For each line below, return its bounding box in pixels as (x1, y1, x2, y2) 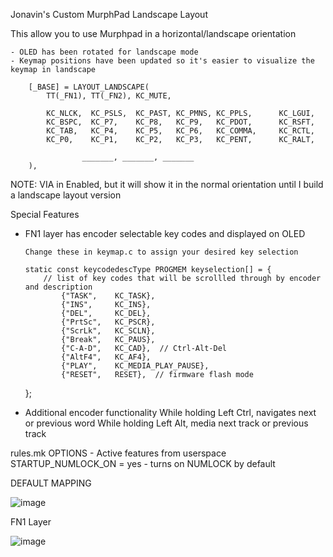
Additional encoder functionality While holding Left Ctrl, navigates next (24, 407, 317, 418)
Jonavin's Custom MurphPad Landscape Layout (10, 9, 208, 20)
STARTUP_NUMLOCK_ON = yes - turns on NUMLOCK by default (10, 458, 276, 469)
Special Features (10, 209, 80, 220)
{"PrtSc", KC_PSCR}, (61, 317, 156, 327)
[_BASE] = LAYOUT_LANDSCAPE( (28, 82, 150, 92)
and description (24, 282, 93, 292)
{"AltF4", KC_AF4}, (61, 352, 152, 362)
